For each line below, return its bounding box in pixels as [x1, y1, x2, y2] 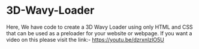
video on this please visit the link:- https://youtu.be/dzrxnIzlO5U [6, 36, 165, 43]
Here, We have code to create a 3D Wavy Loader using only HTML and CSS [6, 23, 193, 30]
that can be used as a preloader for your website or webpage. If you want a [6, 29, 192, 36]
